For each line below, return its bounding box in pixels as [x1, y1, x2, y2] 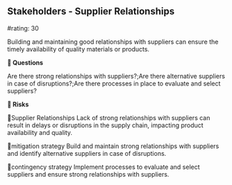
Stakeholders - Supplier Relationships [7, 6, 175, 17]
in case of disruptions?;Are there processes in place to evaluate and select [7, 79, 221, 88]
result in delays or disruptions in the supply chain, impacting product [7, 121, 204, 129]
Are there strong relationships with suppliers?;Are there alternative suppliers [7, 72, 226, 80]
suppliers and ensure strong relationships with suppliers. [7, 170, 169, 178]
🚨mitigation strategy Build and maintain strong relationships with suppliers [7, 142, 219, 150]
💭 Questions [7, 58, 44, 67]
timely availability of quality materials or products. [7, 45, 150, 53]
